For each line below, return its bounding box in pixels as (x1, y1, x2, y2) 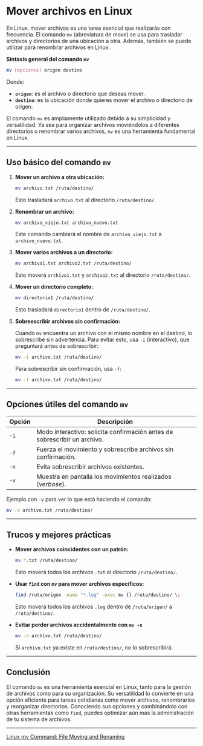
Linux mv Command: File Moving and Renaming (6, 733, 125, 740)
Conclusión (6, 667, 51, 677)
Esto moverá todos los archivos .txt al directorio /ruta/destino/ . (14, 569, 178, 576)
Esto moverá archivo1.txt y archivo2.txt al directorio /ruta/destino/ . (14, 271, 191, 279)
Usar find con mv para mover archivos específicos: (14, 580, 144, 588)
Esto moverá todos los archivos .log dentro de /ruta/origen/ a (14, 603, 172, 611)
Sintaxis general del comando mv (6, 55, 89, 63)
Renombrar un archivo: (14, 208, 74, 215)
